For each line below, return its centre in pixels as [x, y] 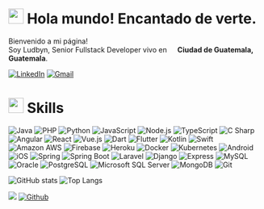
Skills [46, 108]
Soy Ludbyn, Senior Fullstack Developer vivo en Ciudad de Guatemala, [131, 49]
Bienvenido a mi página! [48, 41]
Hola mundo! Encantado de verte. [142, 19]
